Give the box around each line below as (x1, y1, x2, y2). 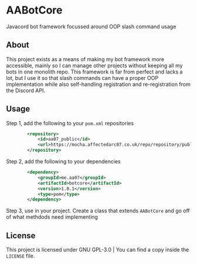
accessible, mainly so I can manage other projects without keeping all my (6, 62, 183, 69)
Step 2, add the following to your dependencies (6, 158, 121, 165)
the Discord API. (6, 86, 46, 94)
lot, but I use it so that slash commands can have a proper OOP (6, 74, 159, 81)
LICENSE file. (6, 252, 35, 259)
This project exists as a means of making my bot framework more (6, 55, 165, 62)
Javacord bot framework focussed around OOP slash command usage (6, 23, 176, 30)
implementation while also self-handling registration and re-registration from (6, 81, 191, 88)
